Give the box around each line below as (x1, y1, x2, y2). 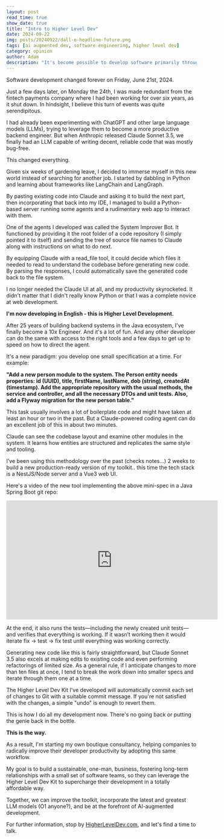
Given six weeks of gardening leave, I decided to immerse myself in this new (6, 167, 197, 175)
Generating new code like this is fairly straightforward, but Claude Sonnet (6, 649, 189, 656)
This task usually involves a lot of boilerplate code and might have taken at (6, 408, 192, 415)
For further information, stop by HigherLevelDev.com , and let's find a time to (6, 820, 196, 828)
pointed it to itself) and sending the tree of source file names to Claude (6, 236, 182, 244)
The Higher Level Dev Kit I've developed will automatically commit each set (6, 686, 194, 693)
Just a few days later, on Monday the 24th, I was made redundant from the (6, 88, 192, 95)
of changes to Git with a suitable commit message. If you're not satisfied (6, 693, 187, 700)
